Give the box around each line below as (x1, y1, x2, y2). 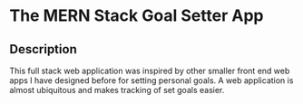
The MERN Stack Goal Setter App (9, 5, 265, 26)
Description (9, 42, 77, 57)
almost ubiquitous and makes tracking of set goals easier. (9, 85, 225, 95)
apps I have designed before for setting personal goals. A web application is (9, 75, 294, 86)
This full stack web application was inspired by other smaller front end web (9, 65, 290, 76)
